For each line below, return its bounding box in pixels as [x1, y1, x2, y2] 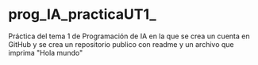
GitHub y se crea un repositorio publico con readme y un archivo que [8, 39, 234, 49]
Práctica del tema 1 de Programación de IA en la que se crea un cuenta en [8, 31, 250, 41]
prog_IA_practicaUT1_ [8, 5, 156, 23]
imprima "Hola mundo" [8, 48, 83, 57]
